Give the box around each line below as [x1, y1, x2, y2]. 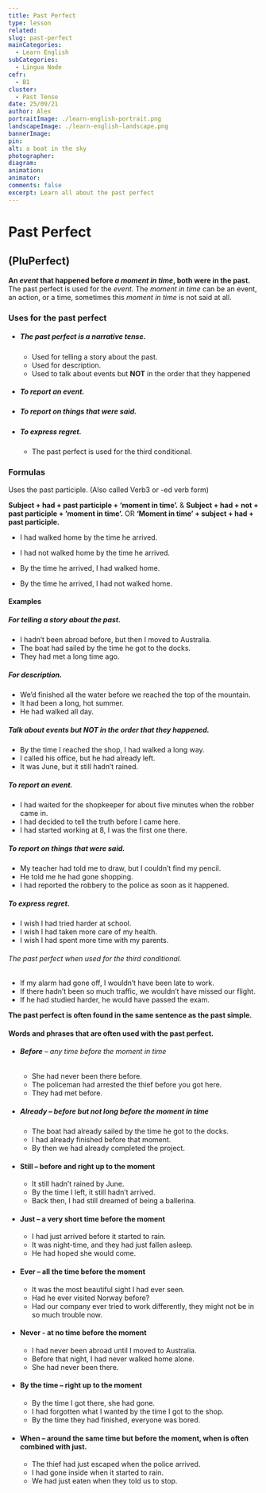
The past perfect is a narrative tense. [19, 332, 146, 341]
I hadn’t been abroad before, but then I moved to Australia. [19, 635, 212, 645]
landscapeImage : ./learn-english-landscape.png [8, 122, 169, 130]
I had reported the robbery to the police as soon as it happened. [19, 880, 229, 890]
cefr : [8, 71, 26, 79]
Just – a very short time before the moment [19, 1214, 165, 1223]
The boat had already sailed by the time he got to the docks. [31, 1126, 229, 1136]
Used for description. [31, 360, 102, 370]
